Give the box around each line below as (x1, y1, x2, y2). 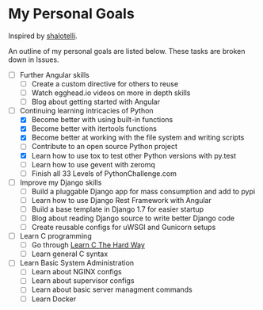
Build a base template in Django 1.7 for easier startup (31, 204, 204, 214)
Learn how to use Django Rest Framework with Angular (31, 195, 212, 205)
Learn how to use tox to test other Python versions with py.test (31, 151, 236, 160)
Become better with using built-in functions (31, 115, 173, 124)
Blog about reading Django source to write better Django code (31, 213, 235, 223)
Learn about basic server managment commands (31, 285, 192, 294)
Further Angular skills (19, 70, 90, 79)
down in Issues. (8, 55, 59, 64)
